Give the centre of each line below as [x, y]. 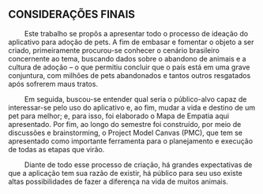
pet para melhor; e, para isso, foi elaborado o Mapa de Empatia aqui [119, 116]
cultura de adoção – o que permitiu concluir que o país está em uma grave [129, 67]
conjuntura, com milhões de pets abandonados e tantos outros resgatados [130, 75]
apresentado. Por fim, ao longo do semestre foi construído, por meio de [125, 124]
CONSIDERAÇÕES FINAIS [72, 15]
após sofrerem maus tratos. [53, 84]
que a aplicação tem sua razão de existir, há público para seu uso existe [125, 173]
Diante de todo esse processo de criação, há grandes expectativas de [138, 164]
